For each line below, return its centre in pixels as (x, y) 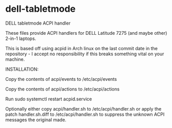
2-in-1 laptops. (21, 38)
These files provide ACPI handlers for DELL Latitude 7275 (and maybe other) (86, 33)
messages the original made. (36, 120)
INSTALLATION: (22, 69)
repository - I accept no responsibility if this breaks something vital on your (85, 54)
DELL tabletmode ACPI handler (38, 23)
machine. (15, 59)
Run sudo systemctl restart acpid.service (49, 99)
